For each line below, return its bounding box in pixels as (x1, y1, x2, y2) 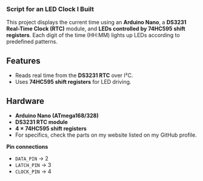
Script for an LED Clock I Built (6, 5, 94, 13)
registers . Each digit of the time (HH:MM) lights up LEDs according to (6, 32, 180, 39)
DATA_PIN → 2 (15, 154, 48, 162)
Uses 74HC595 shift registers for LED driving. (15, 78, 131, 86)
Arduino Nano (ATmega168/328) (15, 112, 99, 119)
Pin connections (6, 143, 48, 150)
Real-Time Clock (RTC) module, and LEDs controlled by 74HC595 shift (6, 25, 186, 32)
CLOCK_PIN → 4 (15, 168, 52, 175)
